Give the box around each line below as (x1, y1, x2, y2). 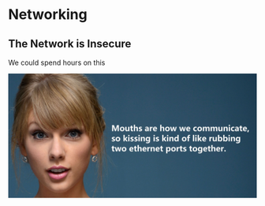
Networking (8, 6, 88, 24)
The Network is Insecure (8, 37, 132, 51)
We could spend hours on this (8, 58, 106, 67)
